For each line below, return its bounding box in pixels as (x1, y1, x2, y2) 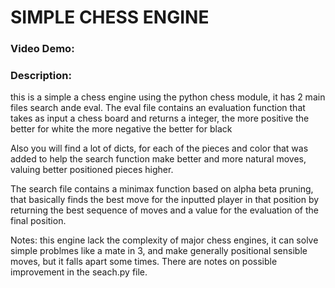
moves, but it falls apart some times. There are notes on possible (10, 256, 278, 268)
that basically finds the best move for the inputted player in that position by (10, 194, 320, 206)
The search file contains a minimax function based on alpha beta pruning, (10, 183, 314, 195)
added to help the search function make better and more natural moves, (10, 153, 307, 165)
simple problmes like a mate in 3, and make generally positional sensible (10, 245, 308, 257)
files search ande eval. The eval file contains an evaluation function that (10, 102, 306, 114)
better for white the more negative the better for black (10, 123, 233, 135)
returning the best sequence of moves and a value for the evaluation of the (10, 204, 319, 216)
